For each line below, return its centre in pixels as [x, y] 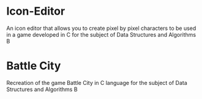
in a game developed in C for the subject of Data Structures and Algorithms [101, 34]
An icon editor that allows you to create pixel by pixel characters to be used [101, 28]
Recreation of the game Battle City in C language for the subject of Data [97, 82]
